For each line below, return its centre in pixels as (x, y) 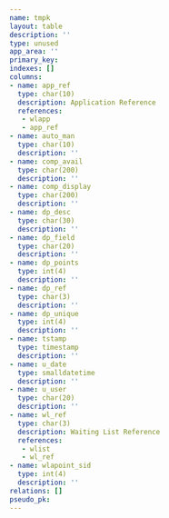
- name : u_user (38, 390)
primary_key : (34, 60)
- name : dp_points (44, 263)
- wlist (36, 449)
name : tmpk (30, 18)
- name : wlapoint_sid (50, 466)
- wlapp (36, 119)
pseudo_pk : (30, 499)
